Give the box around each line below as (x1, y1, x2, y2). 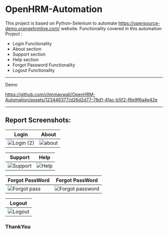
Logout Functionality (12, 67, 55, 73)
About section (12, 46, 41, 52)
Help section (12, 56, 39, 62)
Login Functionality (12, 40, 52, 46)
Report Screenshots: (5, 116, 71, 125)
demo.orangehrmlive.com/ (5, 25, 60, 31)
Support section (12, 51, 46, 57)
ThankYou (5, 223, 31, 230)
